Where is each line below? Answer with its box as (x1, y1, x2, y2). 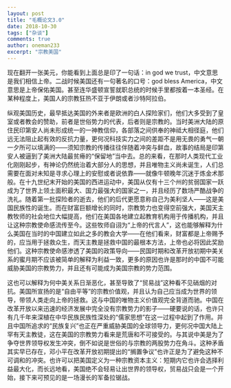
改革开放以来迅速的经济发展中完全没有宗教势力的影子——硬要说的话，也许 (7, 304, 218, 312)
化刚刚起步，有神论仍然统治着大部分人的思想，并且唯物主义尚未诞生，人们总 (7, 160, 224, 169)
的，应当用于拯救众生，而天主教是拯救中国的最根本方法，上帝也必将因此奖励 (7, 238, 224, 246)
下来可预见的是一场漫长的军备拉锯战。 (25, 373, 134, 381)
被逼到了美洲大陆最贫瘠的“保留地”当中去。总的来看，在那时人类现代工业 (19, 152, 223, 160)
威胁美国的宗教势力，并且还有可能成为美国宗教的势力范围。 (7, 263, 176, 272)
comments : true (7, 36, 51, 43)
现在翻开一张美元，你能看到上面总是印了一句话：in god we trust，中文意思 (7, 68, 219, 76)
